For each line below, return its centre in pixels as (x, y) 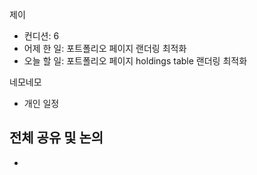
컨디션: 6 (41, 36)
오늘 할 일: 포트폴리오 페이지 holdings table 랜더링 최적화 (135, 61)
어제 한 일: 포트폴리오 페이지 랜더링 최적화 (105, 48)
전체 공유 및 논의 (56, 138)
